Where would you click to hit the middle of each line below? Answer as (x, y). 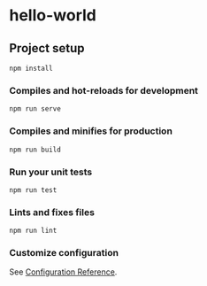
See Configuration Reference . (63, 272)
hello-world (53, 15)
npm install (31, 68)
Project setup (47, 48)
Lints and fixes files (52, 212)
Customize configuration (64, 253)
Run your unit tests (51, 172)
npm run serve (35, 109)
